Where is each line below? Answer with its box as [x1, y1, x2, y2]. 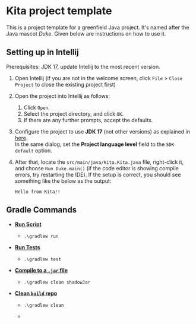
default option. [14, 147, 52, 154]
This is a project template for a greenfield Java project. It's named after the [6, 24, 189, 31]
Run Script [14, 221, 42, 228]
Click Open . [23, 104, 50, 111]
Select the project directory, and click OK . [23, 110, 124, 117]
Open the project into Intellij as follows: [14, 92, 110, 99]
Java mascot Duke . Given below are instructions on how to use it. [6, 30, 166, 37]
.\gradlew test [23, 256, 61, 262]
